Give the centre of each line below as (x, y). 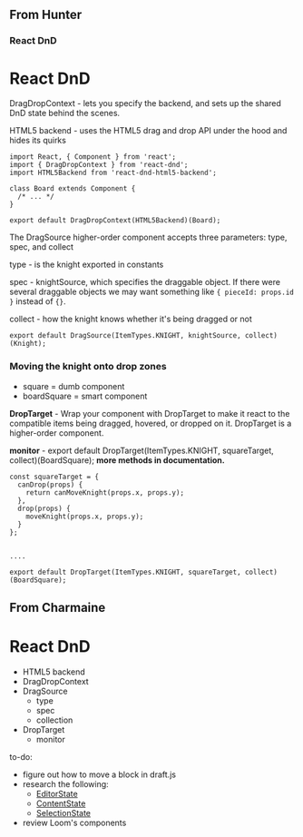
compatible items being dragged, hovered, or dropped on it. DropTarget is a (151, 423)
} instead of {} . (38, 301)
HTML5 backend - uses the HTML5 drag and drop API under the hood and (148, 131)
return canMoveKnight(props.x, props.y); (105, 492)
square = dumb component (73, 386)
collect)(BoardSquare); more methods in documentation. (117, 460)
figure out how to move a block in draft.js (99, 774)
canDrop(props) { (50, 485)
